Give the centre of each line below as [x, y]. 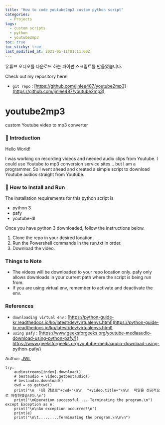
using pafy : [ [26, 333]
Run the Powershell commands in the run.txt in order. [67, 243]
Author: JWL [18, 358]
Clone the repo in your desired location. [53, 238]
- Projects [21, 19]
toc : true [15, 42]
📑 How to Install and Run [35, 187]
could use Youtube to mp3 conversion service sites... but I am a [71, 164]
